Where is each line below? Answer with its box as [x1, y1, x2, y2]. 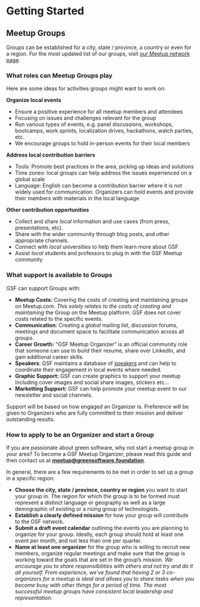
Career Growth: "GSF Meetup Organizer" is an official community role [14, 341, 188, 348]
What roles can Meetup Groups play [6, 71, 113, 79]
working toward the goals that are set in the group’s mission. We [14, 556, 173, 563]
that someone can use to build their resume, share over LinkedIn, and [14, 347, 186, 354]
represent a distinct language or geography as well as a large [14, 499, 166, 506]
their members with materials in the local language [14, 195, 139, 202]
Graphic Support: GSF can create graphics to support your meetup [14, 372, 181, 379]
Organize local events [6, 97, 61, 104]
